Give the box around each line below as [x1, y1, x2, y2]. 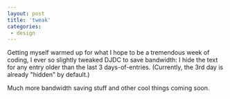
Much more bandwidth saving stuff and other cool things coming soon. [7, 84, 210, 92]
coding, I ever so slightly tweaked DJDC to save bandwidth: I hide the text [7, 56, 218, 64]
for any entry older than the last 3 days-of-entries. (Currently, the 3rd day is [7, 63, 224, 71]
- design [10, 29, 36, 37]
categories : [7, 23, 42, 30]
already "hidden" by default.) [7, 71, 90, 79]
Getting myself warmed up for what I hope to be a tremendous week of [7, 48, 210, 57]
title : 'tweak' [7, 17, 51, 24]
